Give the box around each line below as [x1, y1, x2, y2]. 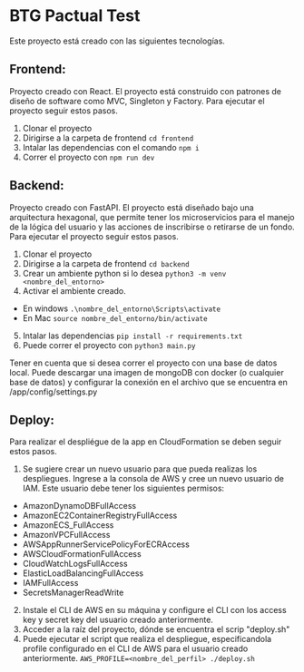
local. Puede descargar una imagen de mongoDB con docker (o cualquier [9, 366, 284, 377]
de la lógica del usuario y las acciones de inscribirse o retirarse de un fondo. [9, 221, 295, 232]
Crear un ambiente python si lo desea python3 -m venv [22, 268, 227, 278]
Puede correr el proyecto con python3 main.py [22, 339, 196, 350]
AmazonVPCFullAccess [22, 530, 111, 541]
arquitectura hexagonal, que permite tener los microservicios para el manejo [9, 211, 295, 222]
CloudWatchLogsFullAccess [22, 559, 129, 570]
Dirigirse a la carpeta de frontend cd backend [22, 258, 191, 268]
